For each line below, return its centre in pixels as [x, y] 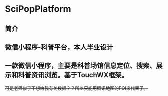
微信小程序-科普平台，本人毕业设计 [59, 47]
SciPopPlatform [38, 9]
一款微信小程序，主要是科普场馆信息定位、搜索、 [81, 66]
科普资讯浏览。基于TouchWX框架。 [73, 75]
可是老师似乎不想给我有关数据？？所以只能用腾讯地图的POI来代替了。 [77, 88]
